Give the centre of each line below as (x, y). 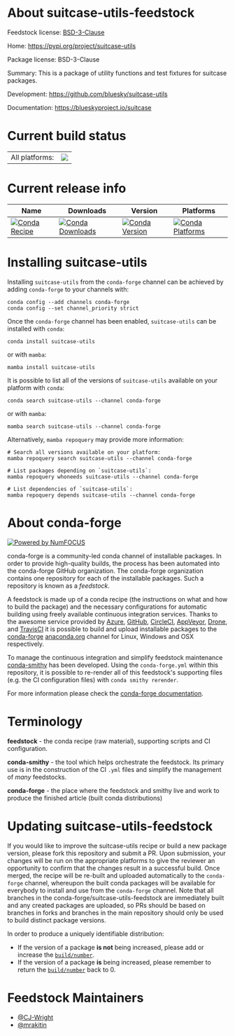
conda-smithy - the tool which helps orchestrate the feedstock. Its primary (116, 762)
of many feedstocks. (37, 777)
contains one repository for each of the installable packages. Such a (106, 578)
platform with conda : (36, 387)
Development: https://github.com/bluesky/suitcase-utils (87, 94)
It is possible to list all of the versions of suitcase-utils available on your (113, 380)
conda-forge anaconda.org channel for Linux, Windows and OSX (101, 636)
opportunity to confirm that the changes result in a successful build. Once (114, 868)
